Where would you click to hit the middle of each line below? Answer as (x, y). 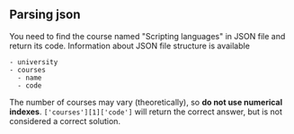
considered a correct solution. (65, 121)
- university (34, 62)
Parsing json (45, 15)
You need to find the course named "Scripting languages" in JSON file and (147, 36)
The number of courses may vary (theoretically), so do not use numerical (146, 102)
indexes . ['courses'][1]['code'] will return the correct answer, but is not (146, 112)
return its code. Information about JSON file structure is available (129, 46)
